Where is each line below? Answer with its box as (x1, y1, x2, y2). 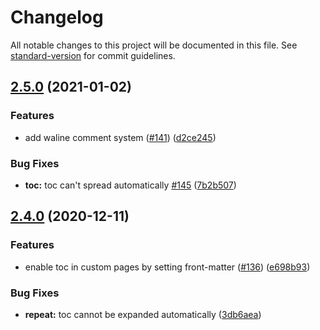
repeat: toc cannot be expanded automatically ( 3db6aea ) (24, 308, 262, 320)
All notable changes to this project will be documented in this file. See (10, 39, 298, 51)
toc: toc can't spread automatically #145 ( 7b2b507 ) (24, 179, 237, 191)
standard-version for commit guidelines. (10, 49, 176, 61)
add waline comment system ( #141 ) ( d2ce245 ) (24, 131, 217, 143)
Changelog (10, 6, 104, 29)
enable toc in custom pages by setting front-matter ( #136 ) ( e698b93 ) (24, 261, 311, 273)
